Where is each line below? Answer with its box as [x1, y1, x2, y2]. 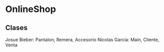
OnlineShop [5, 3, 56, 15]
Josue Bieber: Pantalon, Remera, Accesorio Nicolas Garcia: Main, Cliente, [5, 36, 159, 42]
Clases [5, 23, 28, 32]
